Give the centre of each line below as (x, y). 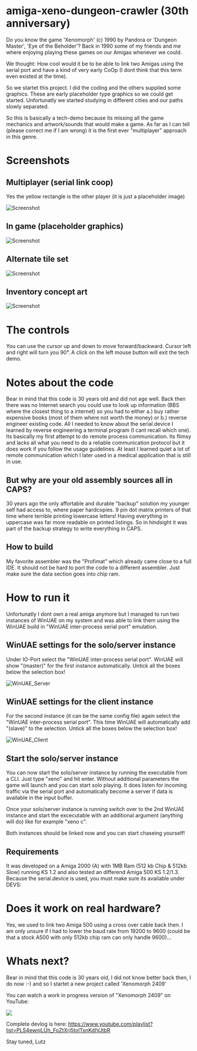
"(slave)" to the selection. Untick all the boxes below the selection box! (92, 728)
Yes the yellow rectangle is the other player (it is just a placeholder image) (96, 196)
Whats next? (38, 961)
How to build (30, 547)
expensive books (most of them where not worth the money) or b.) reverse (96, 418)
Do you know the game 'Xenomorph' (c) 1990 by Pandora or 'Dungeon (91, 40)
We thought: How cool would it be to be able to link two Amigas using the (95, 64)
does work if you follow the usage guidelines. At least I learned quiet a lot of (98, 449)
